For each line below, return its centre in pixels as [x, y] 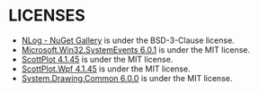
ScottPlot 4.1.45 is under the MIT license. [97, 59]
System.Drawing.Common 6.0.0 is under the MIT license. [127, 78]
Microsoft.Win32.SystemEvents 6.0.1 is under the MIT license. [136, 49]
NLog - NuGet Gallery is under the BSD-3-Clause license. [128, 40]
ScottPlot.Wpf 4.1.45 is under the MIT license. [106, 69]
